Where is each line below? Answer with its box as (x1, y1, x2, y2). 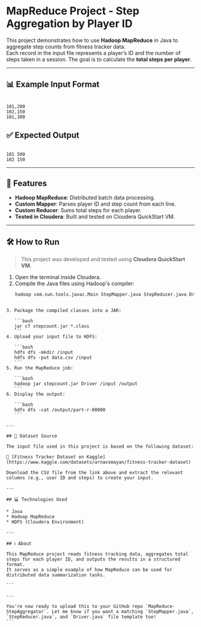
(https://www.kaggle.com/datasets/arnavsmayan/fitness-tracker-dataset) (6, 459, 191, 466)
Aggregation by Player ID (6, 17, 133, 30)
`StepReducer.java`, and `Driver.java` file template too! (6, 614, 157, 620)
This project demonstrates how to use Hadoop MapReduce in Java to (6, 36, 178, 44)
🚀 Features (6, 178, 47, 188)
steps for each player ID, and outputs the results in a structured (6, 556, 181, 562)
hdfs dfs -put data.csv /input (14, 354, 93, 361)
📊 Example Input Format (6, 79, 100, 90)
